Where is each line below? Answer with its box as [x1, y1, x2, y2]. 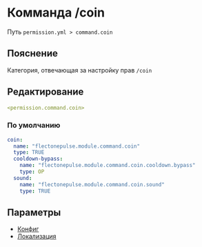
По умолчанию [7, 121, 61, 130]
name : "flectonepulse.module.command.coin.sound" [19, 181, 165, 188]
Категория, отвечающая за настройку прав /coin [7, 66, 152, 74]
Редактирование [7, 86, 84, 98]
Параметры [7, 207, 61, 218]
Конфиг [17, 225, 39, 233]
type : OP [19, 168, 45, 175]
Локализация [17, 233, 57, 241]
